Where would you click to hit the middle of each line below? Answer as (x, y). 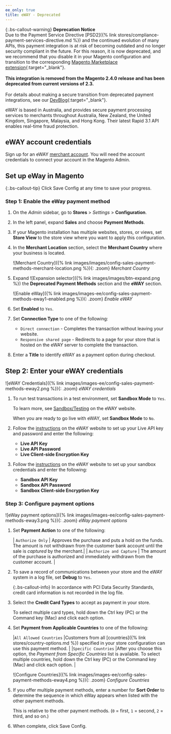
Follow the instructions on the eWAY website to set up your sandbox (84, 464)
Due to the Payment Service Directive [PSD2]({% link (61, 35)
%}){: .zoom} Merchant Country (116, 268)
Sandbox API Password (45, 485)
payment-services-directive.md (39, 40)
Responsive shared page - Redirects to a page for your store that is (90, 340)
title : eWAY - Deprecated (33, 15)
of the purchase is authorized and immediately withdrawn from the (83, 556)
